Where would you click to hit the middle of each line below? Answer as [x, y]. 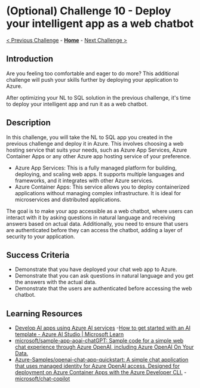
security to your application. [41, 236]
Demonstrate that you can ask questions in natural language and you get [104, 276]
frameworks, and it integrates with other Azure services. [84, 180]
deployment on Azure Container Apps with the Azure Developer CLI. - [101, 372]
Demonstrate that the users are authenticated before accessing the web [103, 288]
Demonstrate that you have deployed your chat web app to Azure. [96, 269]
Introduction [30, 59]
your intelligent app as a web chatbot [100, 24]
